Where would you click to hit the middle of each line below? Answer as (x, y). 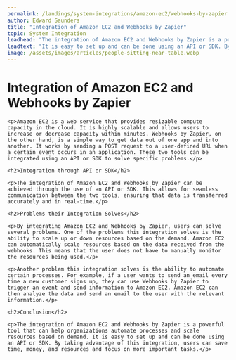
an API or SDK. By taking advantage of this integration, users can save (118, 343)
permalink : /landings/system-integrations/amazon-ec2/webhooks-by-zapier (118, 14)
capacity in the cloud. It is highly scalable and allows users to (108, 127)
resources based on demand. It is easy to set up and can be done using (116, 337)
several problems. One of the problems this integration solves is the (114, 232)
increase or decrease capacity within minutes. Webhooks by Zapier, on (114, 134)
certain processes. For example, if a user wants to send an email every (118, 275)
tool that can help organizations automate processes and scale (103, 330)
